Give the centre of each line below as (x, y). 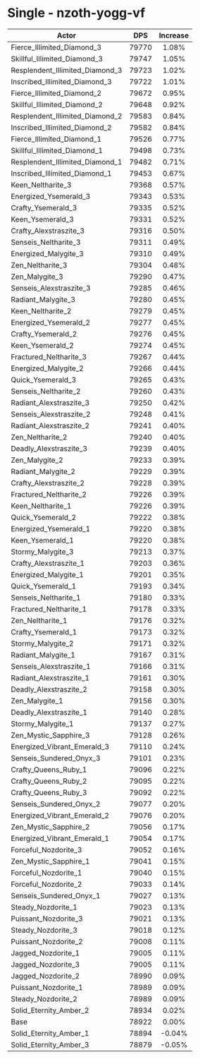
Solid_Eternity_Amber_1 (50, 1033)
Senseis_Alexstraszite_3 (51, 288)
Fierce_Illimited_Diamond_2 (56, 93)
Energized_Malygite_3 (48, 253)
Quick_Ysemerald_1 (44, 586)
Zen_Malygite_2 (37, 460)
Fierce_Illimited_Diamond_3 (56, 47)
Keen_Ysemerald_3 (42, 219)
